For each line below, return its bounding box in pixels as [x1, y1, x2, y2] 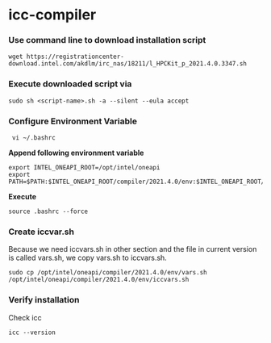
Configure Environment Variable [8, 115, 137, 127]
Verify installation [8, 295, 80, 306]
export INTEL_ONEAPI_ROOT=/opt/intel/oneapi [8, 164, 161, 172]
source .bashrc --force [8, 207, 89, 215]
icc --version [8, 328, 56, 337]
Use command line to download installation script [8, 35, 206, 46]
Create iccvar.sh [8, 226, 75, 237]
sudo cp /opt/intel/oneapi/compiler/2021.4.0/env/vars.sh [8, 269, 207, 277]
